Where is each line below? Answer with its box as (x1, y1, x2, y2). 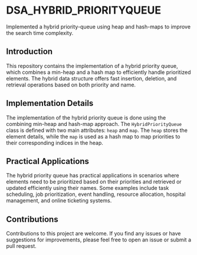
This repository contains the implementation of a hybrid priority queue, (6, 62, 178, 69)
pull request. (6, 243, 37, 250)
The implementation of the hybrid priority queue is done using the (6, 114, 166, 121)
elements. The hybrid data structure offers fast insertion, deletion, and (6, 75, 177, 82)
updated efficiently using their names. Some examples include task (6, 185, 169, 192)
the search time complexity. (6, 29, 74, 36)
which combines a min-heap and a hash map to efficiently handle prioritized (6, 69, 191, 76)
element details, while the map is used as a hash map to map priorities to (6, 133, 181, 140)
